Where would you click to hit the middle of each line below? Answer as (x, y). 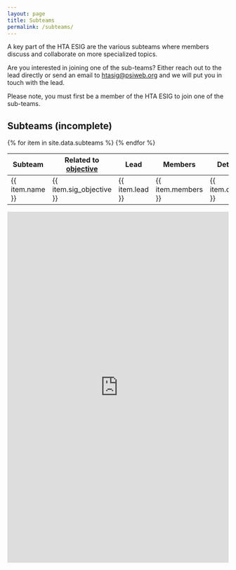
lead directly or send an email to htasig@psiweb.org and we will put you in (115, 75)
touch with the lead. (36, 83)
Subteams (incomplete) (60, 126)
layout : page (26, 14)
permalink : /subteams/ (40, 27)
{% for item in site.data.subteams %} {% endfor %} (81, 143)
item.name (28, 190)
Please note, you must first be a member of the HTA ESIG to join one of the (116, 96)
